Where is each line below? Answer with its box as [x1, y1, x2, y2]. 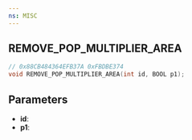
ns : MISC [8, 11, 38, 20]
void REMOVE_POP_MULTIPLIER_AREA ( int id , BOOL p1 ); [8, 70, 185, 79]
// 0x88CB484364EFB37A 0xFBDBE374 [8, 63, 125, 71]
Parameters [8, 93, 68, 106]
